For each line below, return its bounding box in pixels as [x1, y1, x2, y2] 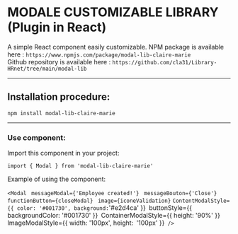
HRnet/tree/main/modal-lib [7, 65, 87, 72]
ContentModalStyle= [172, 197, 230, 205]
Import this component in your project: [7, 149, 120, 158]
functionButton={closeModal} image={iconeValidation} [7, 197, 171, 205]
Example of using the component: [7, 175, 106, 184]
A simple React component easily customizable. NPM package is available [7, 42, 225, 51]
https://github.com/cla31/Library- [112, 59, 217, 66]
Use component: [7, 132, 66, 142]
